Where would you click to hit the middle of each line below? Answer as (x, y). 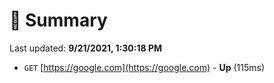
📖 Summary (58, 20)
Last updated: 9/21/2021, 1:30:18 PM (86, 48)
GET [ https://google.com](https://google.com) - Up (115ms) (144, 67)
